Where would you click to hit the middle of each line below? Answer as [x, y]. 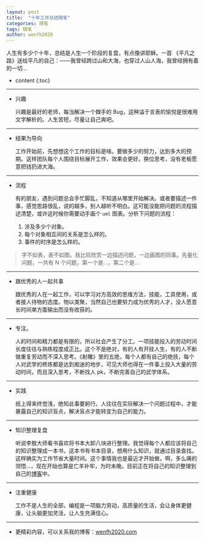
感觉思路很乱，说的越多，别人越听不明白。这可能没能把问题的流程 [109, 206]
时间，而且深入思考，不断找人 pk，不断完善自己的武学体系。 [96, 372]
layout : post [23, 12]
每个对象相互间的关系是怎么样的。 [67, 234]
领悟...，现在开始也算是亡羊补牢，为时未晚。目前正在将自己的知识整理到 [106, 466]
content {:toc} [33, 81]
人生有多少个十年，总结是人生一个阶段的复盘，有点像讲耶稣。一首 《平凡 [98, 53]
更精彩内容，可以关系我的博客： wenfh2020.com [76, 532]
